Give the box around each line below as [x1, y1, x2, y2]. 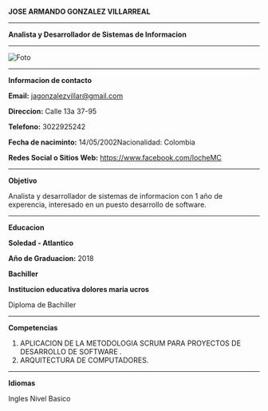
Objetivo [8, 176, 37, 185]
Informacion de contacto [8, 76, 93, 85]
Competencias [8, 323, 58, 332]
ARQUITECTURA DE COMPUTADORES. [19, 355, 149, 365]
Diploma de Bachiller [8, 300, 77, 310]
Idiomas [8, 378, 36, 388]
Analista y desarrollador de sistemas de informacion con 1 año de [8, 192, 223, 200]
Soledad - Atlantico [8, 239, 74, 247]
